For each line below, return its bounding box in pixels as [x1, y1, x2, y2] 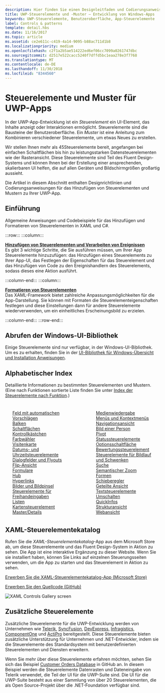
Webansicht [95, 509, 120, 515]
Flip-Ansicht [12, 462, 37, 468]
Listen [12, 499, 25, 505]
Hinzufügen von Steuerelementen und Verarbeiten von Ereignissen [5, 242, 145, 248]
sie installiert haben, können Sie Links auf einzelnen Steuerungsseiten [5, 554, 147, 560]
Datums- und [12, 446, 39, 452]
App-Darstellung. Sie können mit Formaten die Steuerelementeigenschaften [5, 297, 158, 303]
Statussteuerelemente [95, 436, 141, 442]
